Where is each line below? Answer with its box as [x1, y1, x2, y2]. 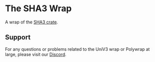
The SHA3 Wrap [5, 3, 72, 14]
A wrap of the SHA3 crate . [5, 19, 58, 25]
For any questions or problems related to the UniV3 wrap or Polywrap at [5, 46, 150, 52]
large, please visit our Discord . [5, 51, 66, 57]
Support [5, 33, 31, 41]
